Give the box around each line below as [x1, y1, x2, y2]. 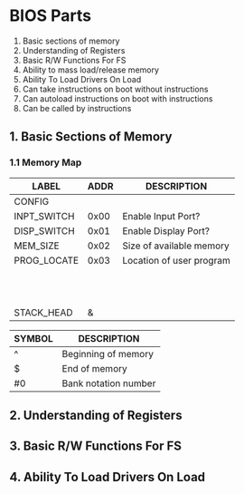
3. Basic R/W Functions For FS [9, 439, 183, 454]
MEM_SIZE [14, 239, 61, 252]
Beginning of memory [61, 347, 154, 360]
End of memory [61, 362, 128, 374]
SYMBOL [14, 332, 54, 344]
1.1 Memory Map [9, 156, 82, 169]
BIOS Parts [9, 5, 92, 26]
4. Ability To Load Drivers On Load [9, 469, 206, 485]
